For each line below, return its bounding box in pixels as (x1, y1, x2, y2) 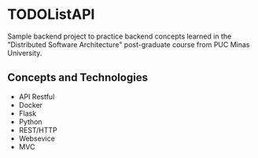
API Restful (18, 92, 55, 101)
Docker (18, 100, 43, 109)
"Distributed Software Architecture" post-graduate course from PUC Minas (7, 39, 250, 49)
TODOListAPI (7, 6, 95, 24)
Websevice (18, 134, 56, 143)
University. (7, 48, 42, 57)
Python (18, 116, 42, 127)
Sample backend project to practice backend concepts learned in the (7, 31, 232, 41)
